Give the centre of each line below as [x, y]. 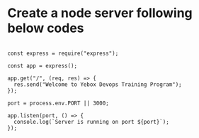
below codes [46, 28]
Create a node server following [100, 13]
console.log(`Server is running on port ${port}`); [92, 122]
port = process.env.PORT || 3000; [58, 103]
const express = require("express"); [63, 53]
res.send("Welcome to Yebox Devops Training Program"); [98, 84]
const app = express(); [42, 65]
